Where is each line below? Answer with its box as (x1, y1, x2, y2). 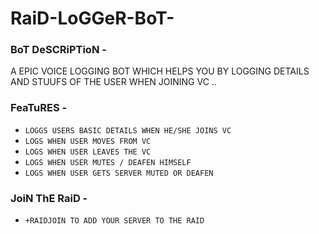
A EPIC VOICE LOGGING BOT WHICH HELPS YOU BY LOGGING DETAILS (10, 65, 310, 77)
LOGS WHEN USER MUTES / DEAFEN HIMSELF (24, 157, 192, 167)
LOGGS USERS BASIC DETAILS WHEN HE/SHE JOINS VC (24, 125, 232, 136)
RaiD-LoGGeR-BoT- (10, 7, 175, 30)
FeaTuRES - (10, 101, 68, 115)
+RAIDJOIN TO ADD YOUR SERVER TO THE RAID (24, 216, 205, 226)
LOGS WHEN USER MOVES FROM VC (24, 136, 152, 146)
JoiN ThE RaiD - (10, 191, 88, 205)
